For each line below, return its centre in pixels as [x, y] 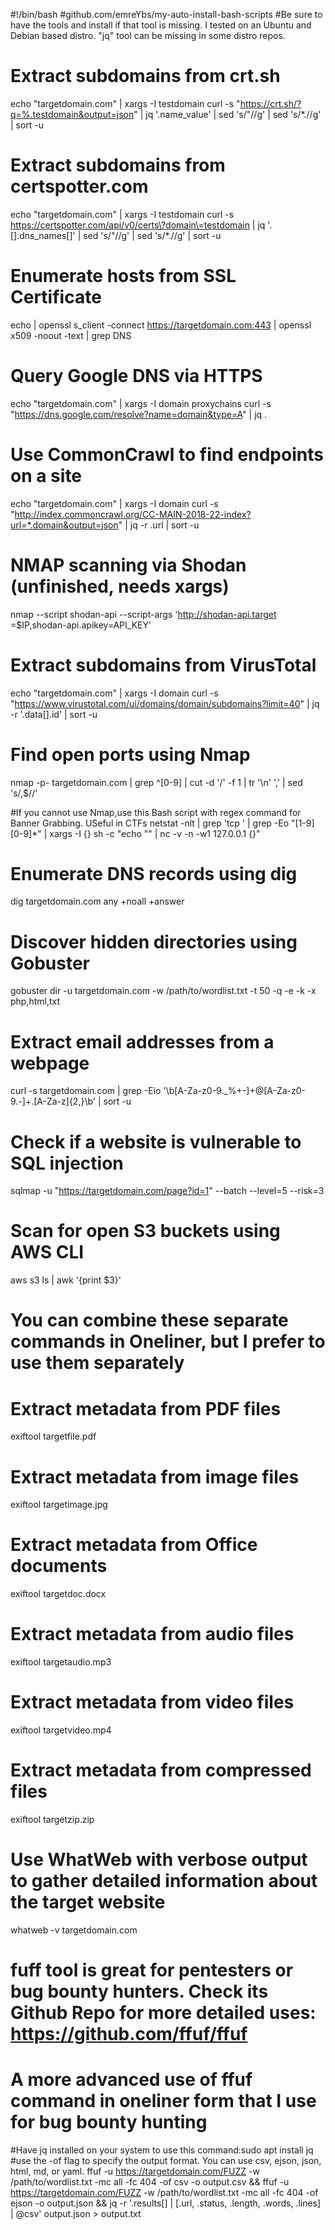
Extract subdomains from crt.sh [145, 76]
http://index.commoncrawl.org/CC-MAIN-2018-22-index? [133, 514]
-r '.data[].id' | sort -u [54, 714]
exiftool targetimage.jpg [59, 1505]
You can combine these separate [149, 1320]
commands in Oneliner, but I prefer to [168, 1341]
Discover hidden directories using [154, 941]
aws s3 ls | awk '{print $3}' [66, 1280]
